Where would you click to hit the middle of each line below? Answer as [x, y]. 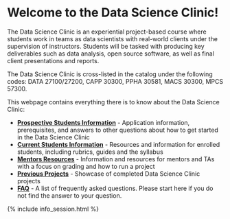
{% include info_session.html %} [53, 209]
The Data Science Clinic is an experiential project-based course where [107, 32]
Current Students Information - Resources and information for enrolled [118, 144]
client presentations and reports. [53, 60]
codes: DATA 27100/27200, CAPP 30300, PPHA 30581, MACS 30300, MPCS [115, 81]
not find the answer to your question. [69, 195]
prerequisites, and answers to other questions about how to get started [117, 130]
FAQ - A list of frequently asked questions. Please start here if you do [115, 188]
